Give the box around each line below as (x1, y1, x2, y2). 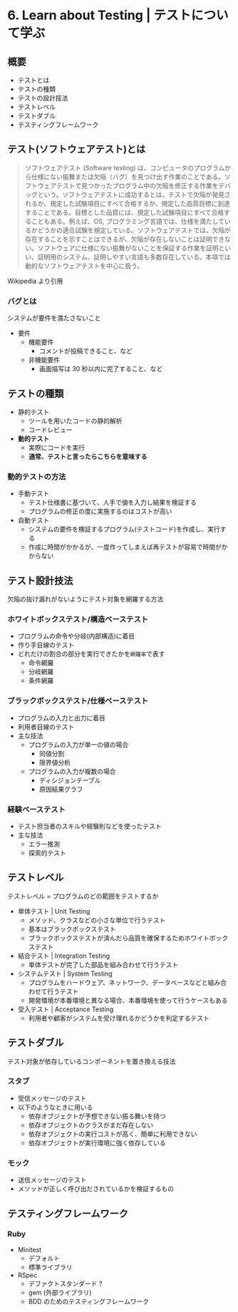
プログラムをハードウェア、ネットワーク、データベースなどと (28, 978, 208, 986)
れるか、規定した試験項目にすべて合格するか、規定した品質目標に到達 (24, 199, 230, 207)
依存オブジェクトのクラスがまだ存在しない (28, 1120, 154, 1129)
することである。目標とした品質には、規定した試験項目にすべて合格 (24, 208, 224, 217)
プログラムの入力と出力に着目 (17, 713, 105, 722)
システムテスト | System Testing (17, 969, 113, 978)
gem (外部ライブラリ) (28, 1288, 92, 1296)
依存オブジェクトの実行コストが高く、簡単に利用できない (28, 1130, 197, 1138)
